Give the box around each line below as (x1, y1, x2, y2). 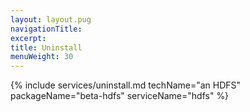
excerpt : (10, 33, 47, 43)
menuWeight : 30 (10, 52, 74, 62)
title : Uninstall (10, 42, 83, 53)
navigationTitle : (10, 24, 83, 34)
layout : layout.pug (10, 14, 92, 25)
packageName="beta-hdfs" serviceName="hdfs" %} (10, 90, 230, 102)
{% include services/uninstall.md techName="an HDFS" (10, 79, 242, 91)
